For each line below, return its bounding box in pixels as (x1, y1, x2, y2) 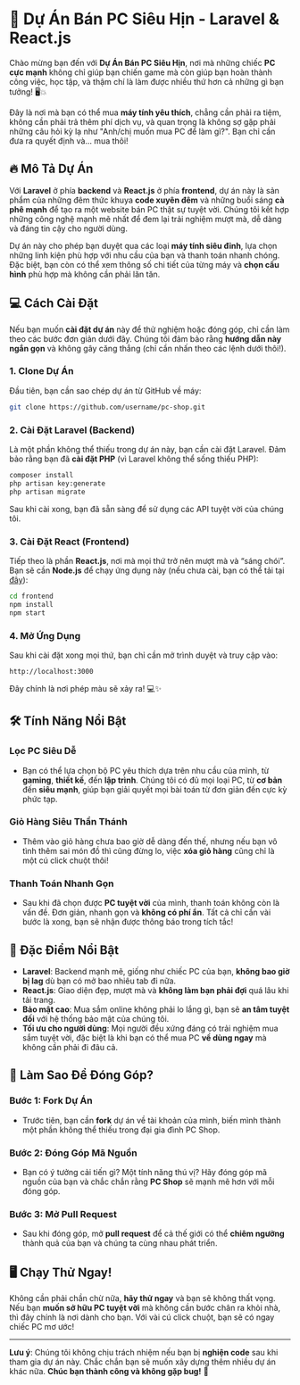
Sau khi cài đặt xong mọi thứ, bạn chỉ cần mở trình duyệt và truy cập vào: (9, 650, 279, 660)
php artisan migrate (9, 487, 87, 496)
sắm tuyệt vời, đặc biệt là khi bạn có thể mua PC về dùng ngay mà (21, 1032, 267, 1043)
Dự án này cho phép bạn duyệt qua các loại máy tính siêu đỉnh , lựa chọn (9, 240, 278, 251)
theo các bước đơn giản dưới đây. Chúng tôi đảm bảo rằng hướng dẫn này (9, 333, 282, 344)
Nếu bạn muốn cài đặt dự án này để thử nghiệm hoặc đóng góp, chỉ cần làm (9, 324, 290, 335)
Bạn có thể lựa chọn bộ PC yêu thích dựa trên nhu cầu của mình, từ (21, 765, 270, 775)
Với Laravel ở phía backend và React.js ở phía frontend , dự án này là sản (9, 185, 279, 195)
